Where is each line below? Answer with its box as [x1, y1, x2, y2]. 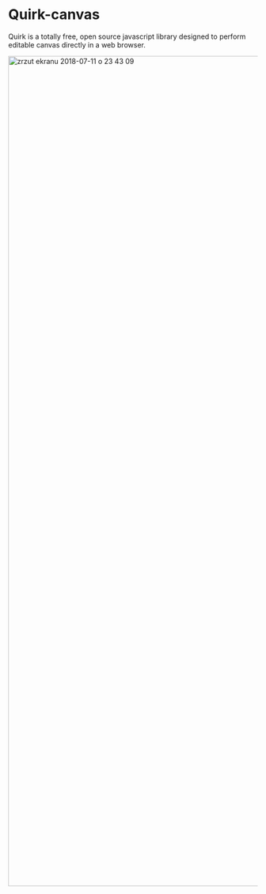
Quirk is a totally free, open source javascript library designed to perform [8, 32, 246, 41]
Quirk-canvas [8, 6, 101, 24]
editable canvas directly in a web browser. [8, 40, 146, 49]
